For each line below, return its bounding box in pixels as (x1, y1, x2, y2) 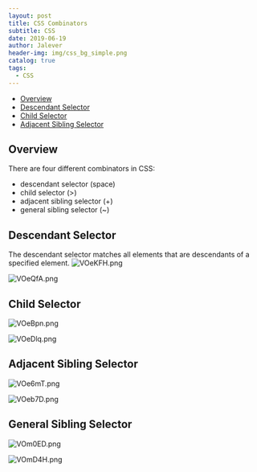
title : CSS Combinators (8, 19, 88, 27)
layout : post (8, 11, 52, 20)
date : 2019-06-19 (8, 34, 67, 43)
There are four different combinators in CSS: (8, 164, 155, 174)
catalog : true (8, 57, 56, 65)
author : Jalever (8, 42, 63, 50)
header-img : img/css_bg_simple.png (8, 49, 128, 57)
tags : (8, 64, 27, 72)
